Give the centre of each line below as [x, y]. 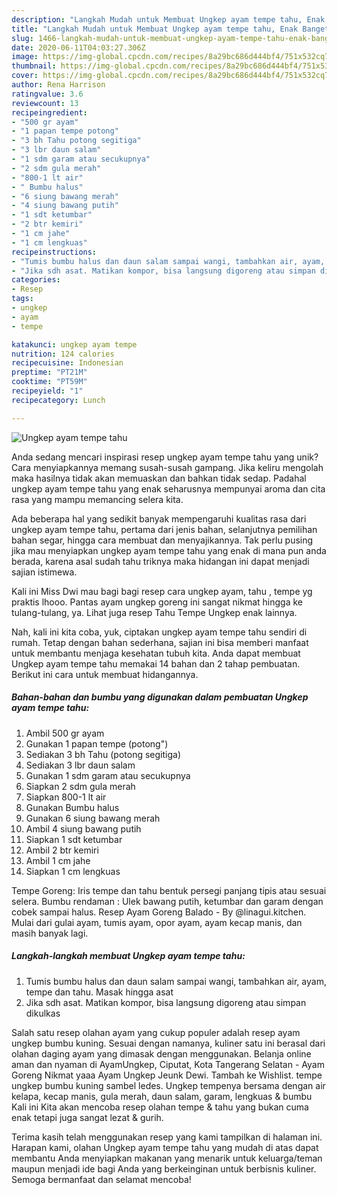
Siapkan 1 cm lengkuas [73, 871]
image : [25, 57]
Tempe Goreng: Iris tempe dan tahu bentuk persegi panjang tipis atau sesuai [169, 890]
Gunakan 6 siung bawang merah [93, 818]
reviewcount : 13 [45, 103]
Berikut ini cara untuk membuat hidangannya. [105, 674]
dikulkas [43, 1013]
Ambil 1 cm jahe [58, 860]
